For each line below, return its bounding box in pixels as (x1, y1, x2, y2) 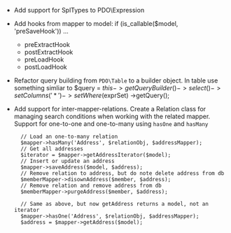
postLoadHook (24, 63, 68, 71)
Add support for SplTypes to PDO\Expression (13, 6, 145, 14)
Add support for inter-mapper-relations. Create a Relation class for (13, 105, 206, 113)
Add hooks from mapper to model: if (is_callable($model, (13, 20, 178, 27)
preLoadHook (24, 55, 64, 64)
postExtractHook (24, 48, 73, 56)
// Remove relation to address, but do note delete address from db (20, 170, 225, 177)
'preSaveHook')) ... (13, 27, 69, 35)
